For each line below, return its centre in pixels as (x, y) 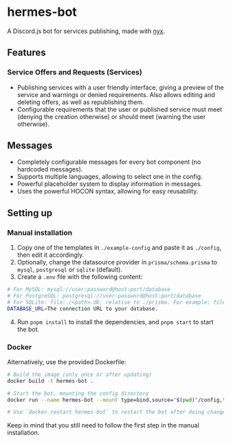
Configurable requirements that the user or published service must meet (119, 109)
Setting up (30, 213)
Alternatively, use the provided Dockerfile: (67, 361)
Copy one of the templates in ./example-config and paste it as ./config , (119, 248)
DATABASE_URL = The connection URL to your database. (82, 308)
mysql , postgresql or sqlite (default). (69, 270)
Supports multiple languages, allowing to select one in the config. (110, 177)
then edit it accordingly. (51, 255)
